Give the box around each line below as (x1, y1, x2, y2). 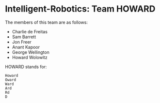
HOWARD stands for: (5, 64, 47, 70)
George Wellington (12, 49, 49, 55)
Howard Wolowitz (12, 54, 48, 60)
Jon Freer (12, 39, 32, 44)
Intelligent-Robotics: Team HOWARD (5, 3, 156, 15)
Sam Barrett (12, 34, 36, 40)
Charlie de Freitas (12, 29, 48, 34)
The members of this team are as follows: (5, 19, 88, 25)
